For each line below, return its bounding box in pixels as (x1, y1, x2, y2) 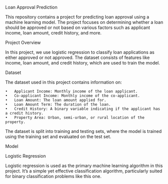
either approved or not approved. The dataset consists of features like (5, 54, 150, 60)
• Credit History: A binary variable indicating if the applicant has (5, 106, 160, 111)
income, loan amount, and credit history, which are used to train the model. (5, 60, 160, 65)
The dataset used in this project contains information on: (5, 79, 122, 85)
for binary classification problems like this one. (5, 173, 102, 179)
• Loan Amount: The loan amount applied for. (5, 97, 107, 102)
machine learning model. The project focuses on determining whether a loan (5, 19, 163, 25)
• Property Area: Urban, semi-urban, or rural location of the (5, 115, 144, 120)
